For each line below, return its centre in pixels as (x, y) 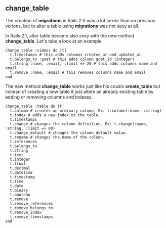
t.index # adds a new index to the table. (55, 115)
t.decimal (20, 168)
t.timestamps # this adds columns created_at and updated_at (76, 55)
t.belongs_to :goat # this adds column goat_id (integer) (72, 59)
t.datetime (21, 172)
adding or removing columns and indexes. (49, 97)
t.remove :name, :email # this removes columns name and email (78, 72)
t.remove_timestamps (31, 217)
